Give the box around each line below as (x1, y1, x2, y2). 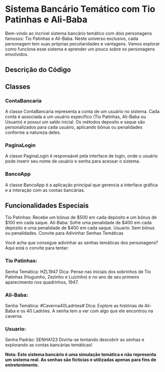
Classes (5, 83, 31, 91)
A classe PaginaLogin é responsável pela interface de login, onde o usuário (5, 153, 158, 159)
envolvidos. (5, 51, 29, 57)
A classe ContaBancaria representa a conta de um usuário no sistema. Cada (5, 109, 160, 115)
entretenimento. (5, 362, 39, 368)
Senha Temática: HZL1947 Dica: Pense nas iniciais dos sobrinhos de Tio (5, 268, 151, 275)
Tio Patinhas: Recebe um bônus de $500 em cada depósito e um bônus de (5, 214, 157, 220)
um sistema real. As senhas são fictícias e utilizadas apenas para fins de (5, 357, 157, 363)
